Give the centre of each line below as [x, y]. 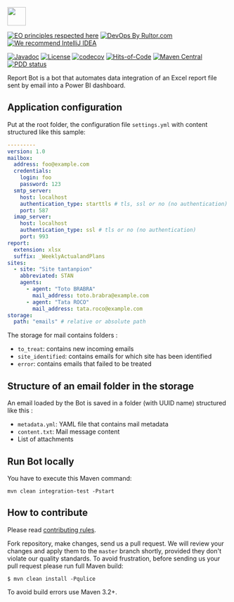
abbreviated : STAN [47, 276]
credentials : [33, 171]
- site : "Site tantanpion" [53, 269]
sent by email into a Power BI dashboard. [66, 85]
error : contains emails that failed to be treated [85, 364]
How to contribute [48, 513]
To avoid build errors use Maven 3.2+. [62, 591]
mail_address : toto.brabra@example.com [91, 295]
